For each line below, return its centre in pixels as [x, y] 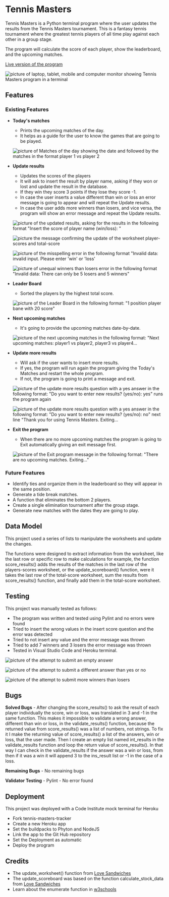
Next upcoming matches [39, 318]
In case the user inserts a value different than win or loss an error [88, 197]
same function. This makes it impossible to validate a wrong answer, [76, 718]
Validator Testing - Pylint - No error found [49, 781]
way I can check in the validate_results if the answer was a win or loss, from [84, 750]
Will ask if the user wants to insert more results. [70, 363]
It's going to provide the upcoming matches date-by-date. [80, 328]
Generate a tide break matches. [45, 494]
